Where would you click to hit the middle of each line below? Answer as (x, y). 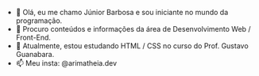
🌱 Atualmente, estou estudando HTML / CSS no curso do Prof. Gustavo (132, 46)
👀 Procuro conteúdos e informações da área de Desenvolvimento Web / (133, 29)
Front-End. (33, 37)
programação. (39, 21)
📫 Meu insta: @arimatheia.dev (66, 63)
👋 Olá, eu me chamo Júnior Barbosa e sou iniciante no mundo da (122, 12)
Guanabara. (35, 54)
